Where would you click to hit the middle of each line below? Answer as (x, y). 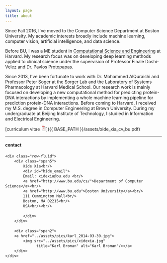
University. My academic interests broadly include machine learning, (75, 36)
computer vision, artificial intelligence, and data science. (63, 41)
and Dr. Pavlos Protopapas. (45, 67)
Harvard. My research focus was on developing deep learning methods (78, 56)
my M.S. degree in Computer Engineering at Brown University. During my (80, 108)
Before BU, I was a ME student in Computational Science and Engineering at (83, 51)
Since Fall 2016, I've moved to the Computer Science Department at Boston (82, 30)
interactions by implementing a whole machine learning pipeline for (84, 98)
